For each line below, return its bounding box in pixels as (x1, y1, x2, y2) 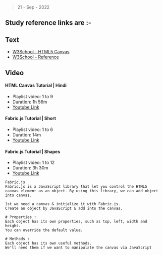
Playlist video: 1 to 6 (12, 127, 53, 132)
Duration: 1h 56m (12, 99, 48, 105)
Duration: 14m (12, 132, 41, 137)
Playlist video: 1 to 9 (12, 93, 53, 99)
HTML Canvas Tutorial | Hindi (5, 82, 67, 89)
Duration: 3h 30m (12, 165, 49, 171)
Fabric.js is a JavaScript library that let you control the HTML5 (5, 184, 148, 189)
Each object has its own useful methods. (5, 241, 92, 246)
